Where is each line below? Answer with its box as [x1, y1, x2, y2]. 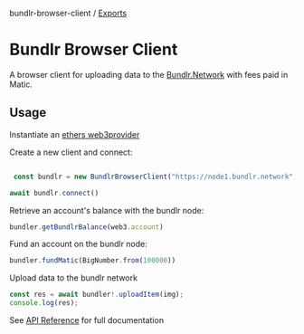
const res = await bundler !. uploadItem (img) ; [9, 290, 184, 300]
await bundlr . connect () [9, 188, 100, 197]
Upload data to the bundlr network [9, 272, 138, 283]
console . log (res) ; [9, 299, 79, 308]
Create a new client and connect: [9, 147, 133, 157]
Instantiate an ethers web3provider [9, 129, 140, 139]
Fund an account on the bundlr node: [9, 239, 147, 250]
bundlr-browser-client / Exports [9, 8, 128, 18]
